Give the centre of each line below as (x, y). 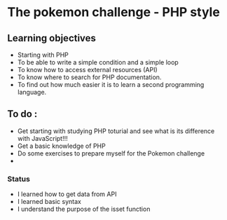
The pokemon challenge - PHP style (114, 12)
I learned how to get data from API (67, 194)
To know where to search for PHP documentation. (89, 77)
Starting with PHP (43, 55)
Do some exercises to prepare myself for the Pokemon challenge (111, 153)
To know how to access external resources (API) (87, 70)
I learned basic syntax (49, 202)
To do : (22, 114)
